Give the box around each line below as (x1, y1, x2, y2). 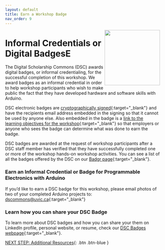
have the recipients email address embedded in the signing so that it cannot (5, 110, 159, 116)
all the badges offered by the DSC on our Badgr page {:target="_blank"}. (5, 156, 151, 162)
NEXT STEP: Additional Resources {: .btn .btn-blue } (5, 239, 109, 246)
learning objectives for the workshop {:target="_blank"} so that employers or (5, 121, 160, 127)
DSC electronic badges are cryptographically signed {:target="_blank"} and (5, 105, 157, 111)
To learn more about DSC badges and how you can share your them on (5, 220, 149, 225)
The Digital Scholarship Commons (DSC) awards (5, 64, 104, 70)
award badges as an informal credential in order (5, 80, 102, 86)
